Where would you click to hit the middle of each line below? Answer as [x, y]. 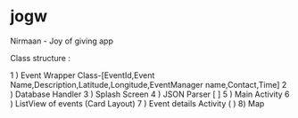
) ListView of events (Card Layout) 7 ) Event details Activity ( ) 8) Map [137, 103]
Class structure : [40, 58]
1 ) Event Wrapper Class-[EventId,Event [83, 75]
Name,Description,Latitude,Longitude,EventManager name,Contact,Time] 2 [149, 84]
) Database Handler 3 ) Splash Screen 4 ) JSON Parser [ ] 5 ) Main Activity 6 [150, 94]
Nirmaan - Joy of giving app [62, 41]
